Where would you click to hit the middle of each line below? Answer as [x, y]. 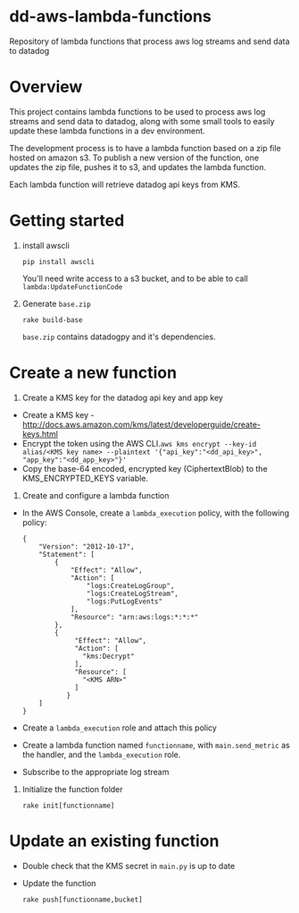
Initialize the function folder [72, 789]
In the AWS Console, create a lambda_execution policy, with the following [156, 513]
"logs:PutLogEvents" [125, 602]
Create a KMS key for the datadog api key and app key [122, 397]
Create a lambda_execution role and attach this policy [119, 728]
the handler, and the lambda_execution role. [101, 755]
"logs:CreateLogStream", [132, 593]
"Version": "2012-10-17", [87, 546]
